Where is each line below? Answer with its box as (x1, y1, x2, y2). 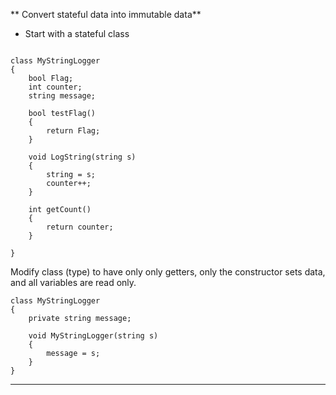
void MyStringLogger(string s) (28, 331, 159, 341)
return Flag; (46, 126, 101, 136)
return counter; (46, 222, 114, 232)
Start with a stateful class (24, 28, 130, 39)
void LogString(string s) (28, 152, 137, 162)
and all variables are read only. (10, 277, 137, 288)
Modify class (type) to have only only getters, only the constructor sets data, (10, 266, 326, 278)
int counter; (28, 82, 83, 92)
